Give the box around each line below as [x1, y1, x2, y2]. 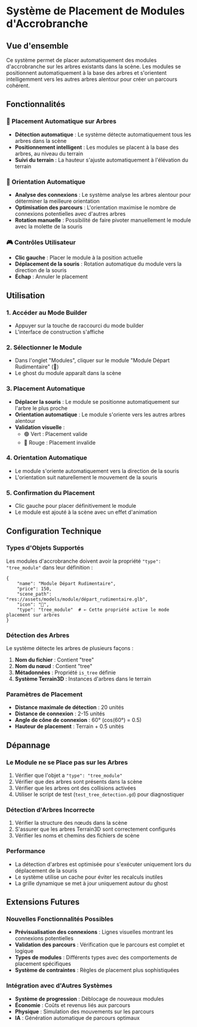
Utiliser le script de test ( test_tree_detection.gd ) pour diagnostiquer [14, 791, 184, 798]
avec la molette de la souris [14, 223, 82, 230]
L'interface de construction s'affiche [14, 328, 104, 336]
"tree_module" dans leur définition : [6, 563, 93, 571]
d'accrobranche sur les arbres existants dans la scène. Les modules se [6, 63, 181, 70]
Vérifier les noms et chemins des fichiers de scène [14, 832, 140, 839]
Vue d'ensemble [6, 41, 69, 51]
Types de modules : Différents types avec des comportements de [14, 954, 177, 961]
